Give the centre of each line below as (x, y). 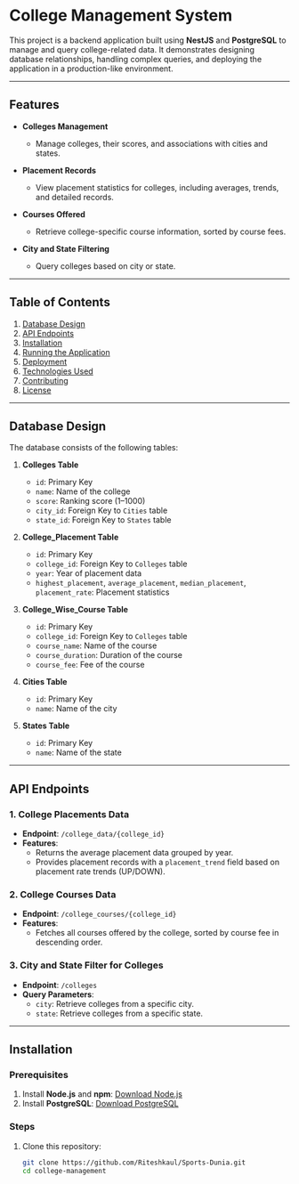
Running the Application (66, 352)
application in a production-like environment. (91, 69)
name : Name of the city (76, 709)
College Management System (121, 16)
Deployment (44, 361)
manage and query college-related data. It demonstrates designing (132, 49)
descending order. (69, 942)
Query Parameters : (58, 994)
